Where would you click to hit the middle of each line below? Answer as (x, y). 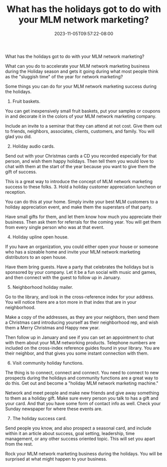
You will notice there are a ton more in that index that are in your (71, 302)
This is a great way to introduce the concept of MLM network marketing (79, 181)
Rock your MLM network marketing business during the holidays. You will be (84, 454)
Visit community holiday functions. (48, 363)
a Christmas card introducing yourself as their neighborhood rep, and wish (82, 322)
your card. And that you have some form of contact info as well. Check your (83, 403)
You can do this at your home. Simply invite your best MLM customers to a (82, 202)
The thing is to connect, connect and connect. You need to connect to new (82, 372)
